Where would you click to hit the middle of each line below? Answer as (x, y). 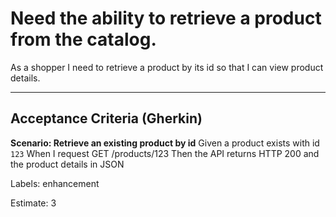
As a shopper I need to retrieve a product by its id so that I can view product (167, 67)
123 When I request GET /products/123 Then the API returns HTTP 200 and (165, 153)
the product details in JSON (67, 164)
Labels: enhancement (55, 183)
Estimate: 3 (33, 203)
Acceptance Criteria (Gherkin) (106, 118)
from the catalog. (83, 39)
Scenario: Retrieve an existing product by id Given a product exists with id (165, 143)
